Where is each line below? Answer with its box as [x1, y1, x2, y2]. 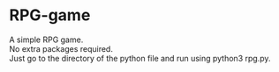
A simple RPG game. [9, 34, 84, 45]
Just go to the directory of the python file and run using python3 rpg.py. [9, 53, 271, 63]
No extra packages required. [9, 43, 113, 54]
